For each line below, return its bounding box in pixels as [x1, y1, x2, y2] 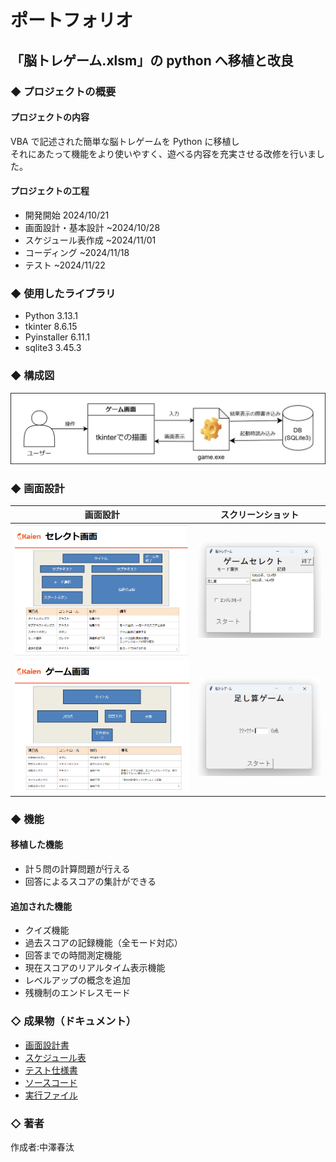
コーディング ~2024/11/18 [24, 246, 130, 258]
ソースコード [24, 1076, 78, 1088]
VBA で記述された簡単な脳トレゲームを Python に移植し [10, 135, 240, 147]
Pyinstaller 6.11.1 [24, 331, 91, 343]
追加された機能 [10, 900, 72, 912]
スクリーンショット [220, 509, 300, 521]
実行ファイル [24, 1089, 78, 1101]
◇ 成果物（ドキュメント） [10, 1014, 137, 1028]
